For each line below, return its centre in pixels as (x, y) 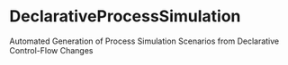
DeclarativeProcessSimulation (125, 16)
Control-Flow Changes (51, 50)
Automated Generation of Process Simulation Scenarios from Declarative (144, 41)
